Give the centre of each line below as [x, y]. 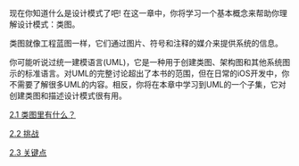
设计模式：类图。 [48, 24]
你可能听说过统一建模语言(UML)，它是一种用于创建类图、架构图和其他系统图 [150, 62]
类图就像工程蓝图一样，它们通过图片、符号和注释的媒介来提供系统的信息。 [146, 43]
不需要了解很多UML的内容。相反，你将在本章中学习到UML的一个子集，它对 [148, 84]
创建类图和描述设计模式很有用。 [68, 95]
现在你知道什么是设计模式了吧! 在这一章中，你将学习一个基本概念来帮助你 [144, 13]
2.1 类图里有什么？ [42, 115]
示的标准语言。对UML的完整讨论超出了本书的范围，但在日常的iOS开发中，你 [149, 73]
